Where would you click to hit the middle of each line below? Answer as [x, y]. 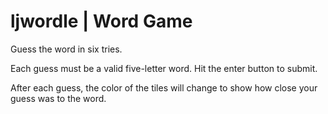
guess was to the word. [58, 98]
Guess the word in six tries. [66, 49]
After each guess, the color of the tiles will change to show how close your [164, 87]
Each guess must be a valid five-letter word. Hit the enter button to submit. [164, 68]
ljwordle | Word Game [101, 21]
